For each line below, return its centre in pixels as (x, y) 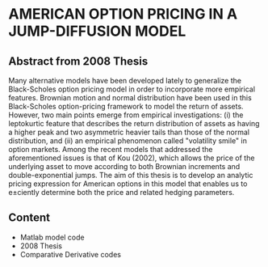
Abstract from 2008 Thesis (78, 61)
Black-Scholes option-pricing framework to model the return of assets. (126, 106)
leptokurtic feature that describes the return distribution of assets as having (134, 123)
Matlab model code (52, 237)
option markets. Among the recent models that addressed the (111, 149)
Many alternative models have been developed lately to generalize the (125, 81)
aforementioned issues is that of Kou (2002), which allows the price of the (132, 158)
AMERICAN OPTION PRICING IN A (123, 14)
